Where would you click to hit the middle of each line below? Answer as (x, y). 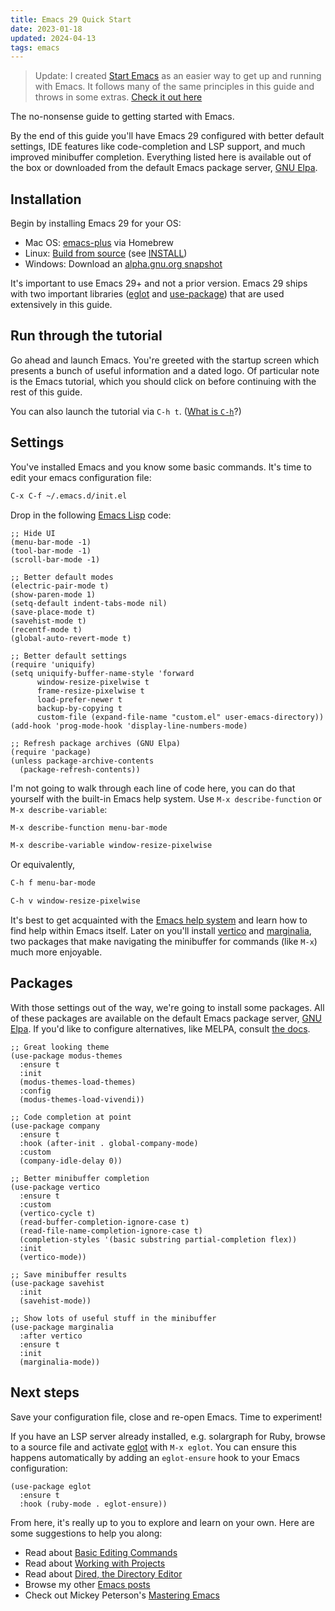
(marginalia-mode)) (60, 1362)
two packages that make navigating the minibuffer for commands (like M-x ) (164, 942)
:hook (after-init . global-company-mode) (109, 1143)
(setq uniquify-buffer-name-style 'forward (102, 673)
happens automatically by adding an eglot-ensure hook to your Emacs (155, 1457)
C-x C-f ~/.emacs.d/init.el (69, 496)
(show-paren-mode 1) (53, 594)
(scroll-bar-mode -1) (55, 559)
